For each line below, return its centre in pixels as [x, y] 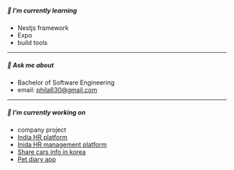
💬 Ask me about [31, 65]
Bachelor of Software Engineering [66, 82]
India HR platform [42, 137]
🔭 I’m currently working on [46, 112]
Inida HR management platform [62, 144]
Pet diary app [37, 159]
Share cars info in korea [51, 152]
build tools [32, 42]
